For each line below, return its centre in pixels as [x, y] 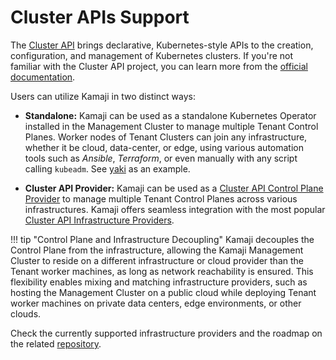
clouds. [26, 313]
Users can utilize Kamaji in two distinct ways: [103, 96]
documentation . [43, 77]
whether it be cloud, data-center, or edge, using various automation [164, 147]
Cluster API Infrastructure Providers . [99, 220]
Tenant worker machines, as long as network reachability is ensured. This [162, 271]
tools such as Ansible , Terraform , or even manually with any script [161, 158]
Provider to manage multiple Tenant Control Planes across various [161, 198]
